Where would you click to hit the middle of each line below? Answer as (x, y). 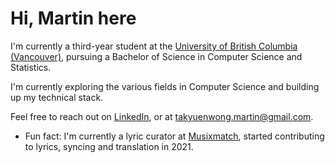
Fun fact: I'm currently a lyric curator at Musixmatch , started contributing (174, 136)
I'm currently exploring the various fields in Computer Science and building (165, 86)
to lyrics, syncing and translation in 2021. (109, 146)
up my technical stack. (57, 97)
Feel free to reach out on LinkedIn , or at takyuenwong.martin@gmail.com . (162, 116)
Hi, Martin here (73, 18)
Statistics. (31, 67)
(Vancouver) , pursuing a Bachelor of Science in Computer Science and (156, 56)
